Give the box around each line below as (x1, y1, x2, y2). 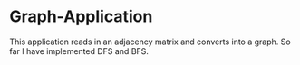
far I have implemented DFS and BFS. (9, 45, 150, 56)
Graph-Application (9, 6, 153, 27)
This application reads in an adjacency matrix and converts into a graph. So (9, 36, 292, 47)
